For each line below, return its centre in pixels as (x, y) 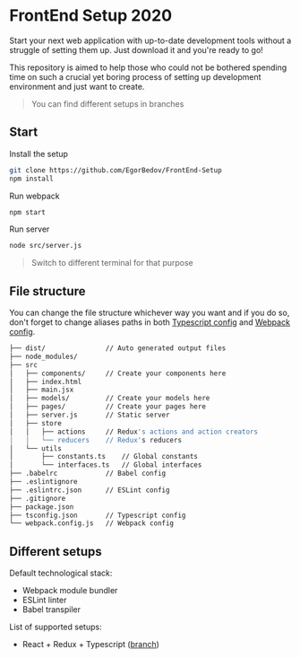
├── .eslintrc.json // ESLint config (90, 490)
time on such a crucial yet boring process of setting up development (135, 76)
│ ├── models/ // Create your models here (110, 399)
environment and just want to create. (77, 86)
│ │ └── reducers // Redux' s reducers (95, 440)
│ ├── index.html (46, 382)
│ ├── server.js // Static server (90, 415)
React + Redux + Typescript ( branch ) (90, 645)
